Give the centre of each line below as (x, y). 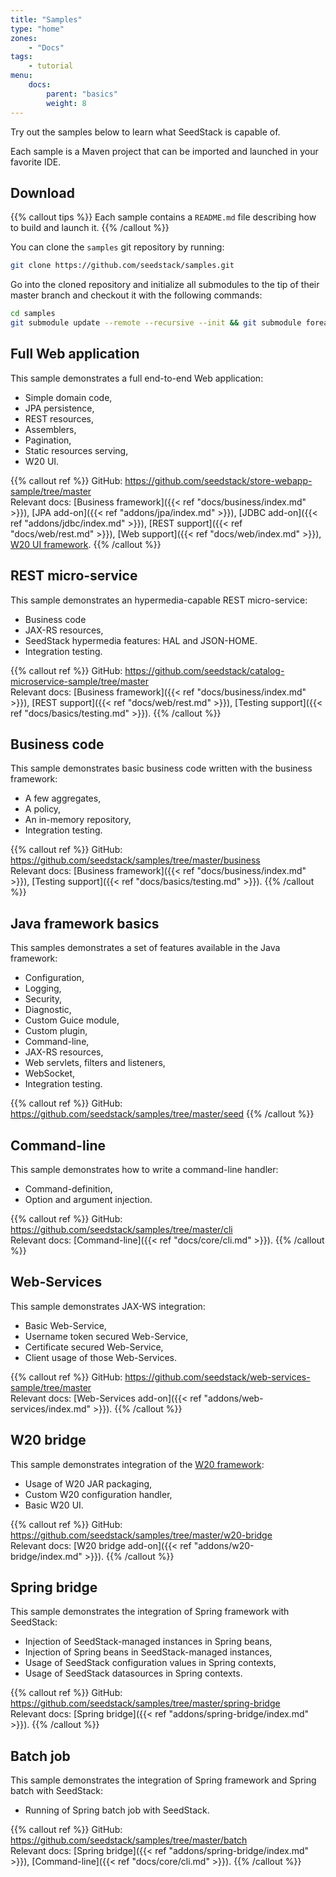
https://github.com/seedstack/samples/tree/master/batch (129, 1840)
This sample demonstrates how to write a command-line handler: (144, 1169)
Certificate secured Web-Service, (94, 1347)
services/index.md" (51, 1408)
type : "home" (37, 29)
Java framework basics (85, 923)
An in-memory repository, (78, 820)
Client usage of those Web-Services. (100, 1357)
